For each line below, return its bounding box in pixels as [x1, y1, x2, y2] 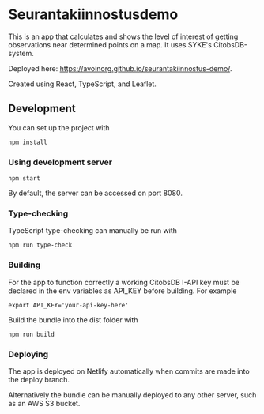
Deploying [8, 348, 49, 359]
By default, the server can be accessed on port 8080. [8, 188, 183, 198]
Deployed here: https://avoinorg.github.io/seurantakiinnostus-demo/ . [8, 63, 232, 73]
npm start [8, 175, 41, 183]
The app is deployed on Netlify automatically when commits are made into [8, 366, 251, 376]
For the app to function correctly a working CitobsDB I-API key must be [8, 277, 239, 287]
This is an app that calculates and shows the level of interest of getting [8, 32, 239, 41]
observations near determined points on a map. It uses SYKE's [8, 40, 212, 49]
